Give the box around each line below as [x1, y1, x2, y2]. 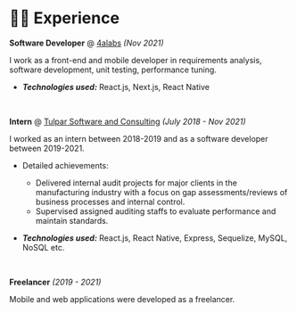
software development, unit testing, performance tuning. [9, 64, 217, 75]
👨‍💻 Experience [9, 8, 120, 29]
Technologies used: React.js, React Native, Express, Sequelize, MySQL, [21, 232, 288, 243]
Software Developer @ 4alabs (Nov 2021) [9, 37, 164, 48]
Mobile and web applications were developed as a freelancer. [9, 293, 235, 304]
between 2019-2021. [9, 143, 85, 153]
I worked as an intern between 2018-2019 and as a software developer [9, 133, 269, 144]
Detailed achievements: [21, 160, 109, 170]
